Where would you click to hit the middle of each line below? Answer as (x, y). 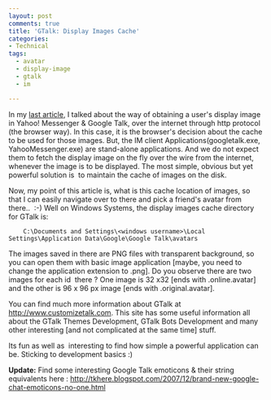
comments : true (34, 24)
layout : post (31, 16)
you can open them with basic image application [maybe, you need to (125, 262)
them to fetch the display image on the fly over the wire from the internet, (131, 157)
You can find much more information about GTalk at (95, 304)
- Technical (28, 46)
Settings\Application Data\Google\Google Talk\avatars (103, 238)
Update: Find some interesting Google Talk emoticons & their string (121, 370)
